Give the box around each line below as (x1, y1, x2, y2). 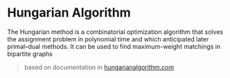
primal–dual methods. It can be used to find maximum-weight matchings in (7, 42, 220, 50)
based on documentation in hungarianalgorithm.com (24, 63, 175, 71)
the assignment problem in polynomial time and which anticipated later (7, 35, 209, 43)
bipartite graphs (7, 50, 53, 58)
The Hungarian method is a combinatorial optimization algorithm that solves (7, 28, 224, 36)
